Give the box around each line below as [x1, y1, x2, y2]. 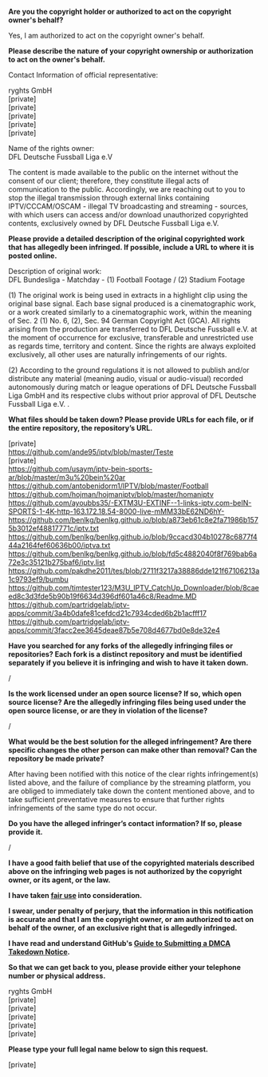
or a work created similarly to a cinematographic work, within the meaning [8, 308, 253, 316]
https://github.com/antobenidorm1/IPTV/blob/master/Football [8, 481, 209, 491]
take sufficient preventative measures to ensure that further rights [8, 795, 225, 804]
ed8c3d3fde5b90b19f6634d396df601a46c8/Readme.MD [8, 591, 197, 601]
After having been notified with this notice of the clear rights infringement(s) [8, 769, 259, 778]
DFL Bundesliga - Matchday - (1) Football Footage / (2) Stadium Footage [8, 275, 246, 284]
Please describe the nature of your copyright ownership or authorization [8, 46, 254, 55]
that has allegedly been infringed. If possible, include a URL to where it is [8, 243, 254, 252]
